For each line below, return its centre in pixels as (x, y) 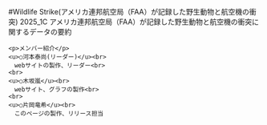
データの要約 (51, 32)
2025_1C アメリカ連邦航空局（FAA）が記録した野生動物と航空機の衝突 (136, 22)
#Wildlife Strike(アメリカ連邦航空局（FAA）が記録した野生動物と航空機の (129, 12)
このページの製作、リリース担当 (59, 114)
